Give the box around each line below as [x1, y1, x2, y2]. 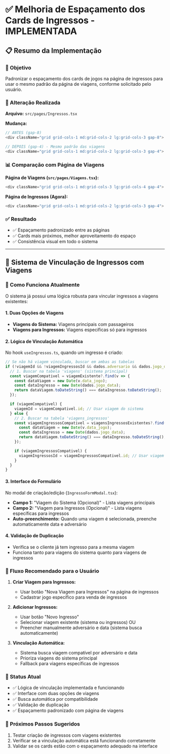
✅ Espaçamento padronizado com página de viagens [12, 707, 124, 714]
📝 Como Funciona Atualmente [5, 281, 80, 288]
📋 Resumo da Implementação [5, 46, 102, 55]
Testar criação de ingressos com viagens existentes [12, 732, 121, 738]
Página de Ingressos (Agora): [5, 193, 68, 200]
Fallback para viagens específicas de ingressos [20, 661, 119, 667]
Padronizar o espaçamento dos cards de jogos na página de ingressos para [5, 75, 163, 82]
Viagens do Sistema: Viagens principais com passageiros [12, 321, 134, 327]
